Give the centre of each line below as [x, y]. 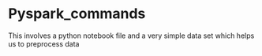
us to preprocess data [44, 43]
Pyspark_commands [77, 14]
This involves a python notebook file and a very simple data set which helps [131, 35]
